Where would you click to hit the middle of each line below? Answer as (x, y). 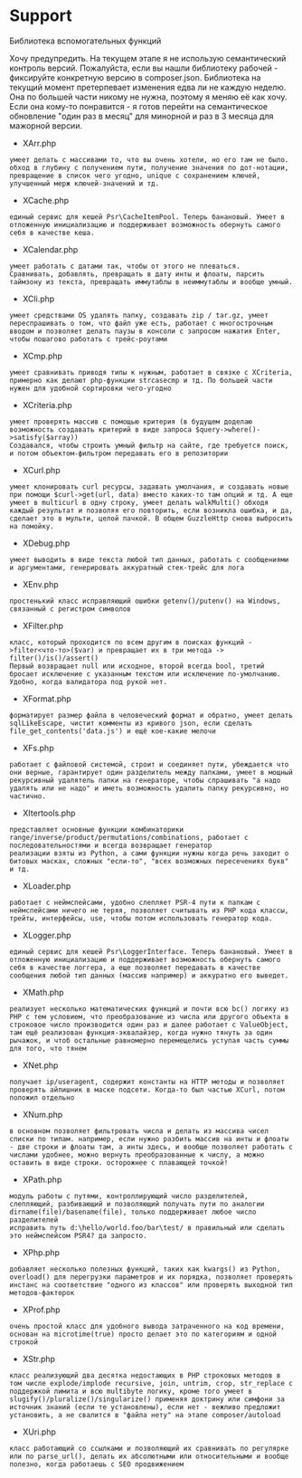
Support (41, 16)
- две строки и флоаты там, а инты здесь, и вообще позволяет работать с (151, 1147)
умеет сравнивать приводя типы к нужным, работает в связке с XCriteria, (151, 372)
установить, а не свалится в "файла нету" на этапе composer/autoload (145, 1415)
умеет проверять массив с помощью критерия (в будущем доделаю (131, 422)
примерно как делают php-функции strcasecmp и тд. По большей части (141, 380)
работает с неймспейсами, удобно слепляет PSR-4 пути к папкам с (135, 902)
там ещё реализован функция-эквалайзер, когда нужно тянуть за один (141, 1033)
